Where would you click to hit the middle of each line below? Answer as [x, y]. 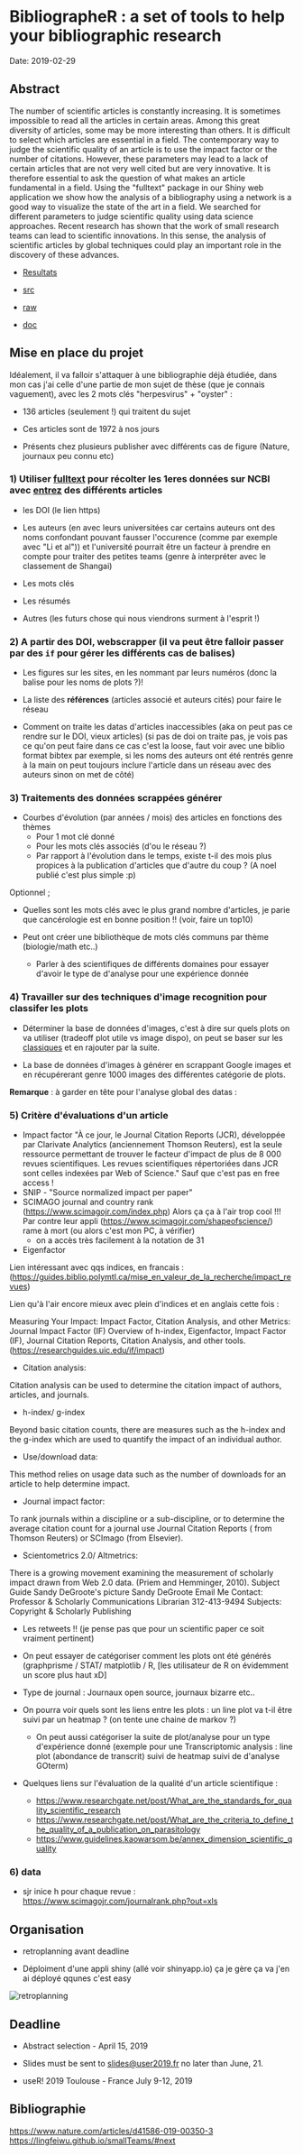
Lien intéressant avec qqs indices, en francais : [97, 1267]
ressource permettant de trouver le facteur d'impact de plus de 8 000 [151, 1154]
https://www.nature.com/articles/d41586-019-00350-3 [111, 2131]
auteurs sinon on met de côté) [78, 775]
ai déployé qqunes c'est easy [77, 1978]
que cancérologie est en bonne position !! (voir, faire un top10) [138, 920]
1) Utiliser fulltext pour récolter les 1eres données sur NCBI [140, 479]
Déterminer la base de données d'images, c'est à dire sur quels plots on [156, 1028]
